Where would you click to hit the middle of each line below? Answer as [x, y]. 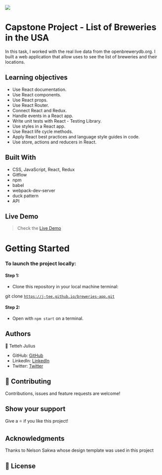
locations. [15, 62]
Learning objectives [37, 77]
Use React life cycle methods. [42, 131]
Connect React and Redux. [40, 110]
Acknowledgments [35, 438]
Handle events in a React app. [43, 116]
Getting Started [38, 248]
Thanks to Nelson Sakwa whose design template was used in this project [80, 450]
